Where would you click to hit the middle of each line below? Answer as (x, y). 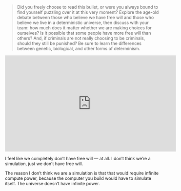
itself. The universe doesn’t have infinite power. (52, 183)
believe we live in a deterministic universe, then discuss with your (83, 22)
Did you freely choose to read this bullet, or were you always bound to (88, 7)
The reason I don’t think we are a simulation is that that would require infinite (82, 173)
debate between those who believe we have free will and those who (85, 17)
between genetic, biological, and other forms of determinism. (79, 49)
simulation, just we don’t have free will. (44, 164)
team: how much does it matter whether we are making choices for (84, 28)
